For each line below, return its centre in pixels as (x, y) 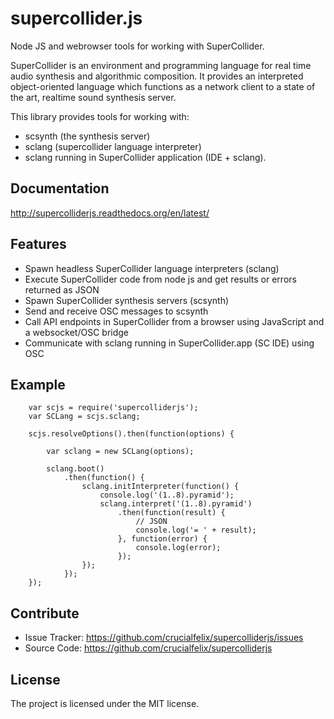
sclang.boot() (75, 469)
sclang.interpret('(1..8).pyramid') (176, 504)
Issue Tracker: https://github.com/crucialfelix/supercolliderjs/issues (164, 638)
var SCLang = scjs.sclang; (84, 417)
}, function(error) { (162, 539)
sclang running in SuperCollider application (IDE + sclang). (145, 157)
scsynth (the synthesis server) (87, 136)
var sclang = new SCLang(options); (120, 452)
